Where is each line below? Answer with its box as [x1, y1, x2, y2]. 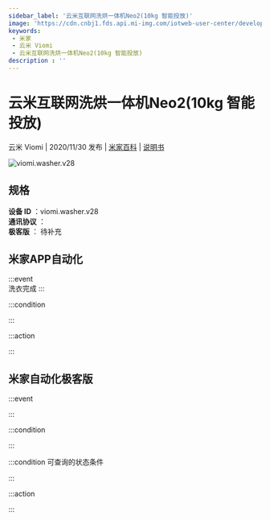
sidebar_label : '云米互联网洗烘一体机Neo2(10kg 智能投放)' [8, 11, 193, 20]
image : [8, 19, 31, 27]
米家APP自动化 [8, 253, 83, 266]
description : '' [8, 57, 67, 65]
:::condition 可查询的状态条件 [8, 457, 104, 467]
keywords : [8, 27, 42, 35]
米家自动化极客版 [8, 372, 93, 386]
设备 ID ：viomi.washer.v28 [8, 206, 99, 216]
